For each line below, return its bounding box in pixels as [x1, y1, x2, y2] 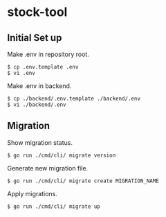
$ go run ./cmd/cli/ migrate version [7, 152, 116, 159]
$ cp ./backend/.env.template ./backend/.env [7, 95, 140, 102]
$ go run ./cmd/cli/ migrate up [7, 202, 100, 210]
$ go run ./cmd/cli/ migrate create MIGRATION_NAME [7, 177, 159, 184]
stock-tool [7, 4, 68, 20]
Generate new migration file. [7, 164, 89, 172]
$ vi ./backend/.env [7, 101, 67, 108]
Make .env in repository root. [7, 50, 90, 58]
